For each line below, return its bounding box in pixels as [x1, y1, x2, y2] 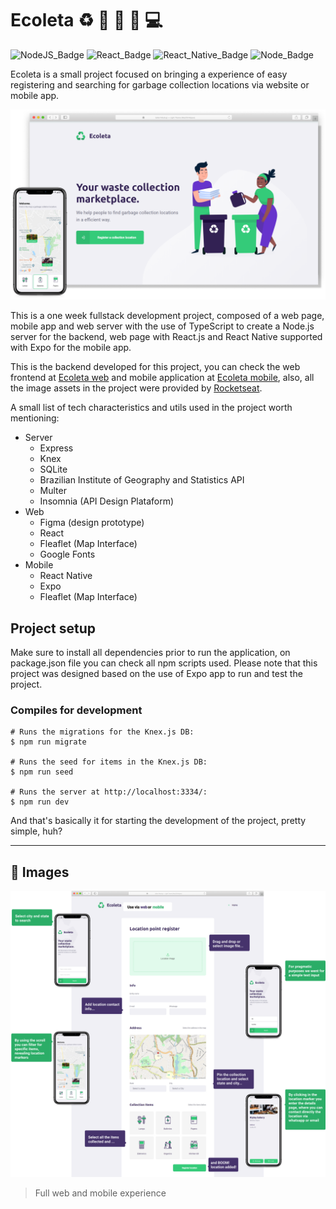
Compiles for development [10, 703, 143, 717]
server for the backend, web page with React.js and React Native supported [10, 331, 323, 343]
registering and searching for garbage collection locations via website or [10, 78, 310, 91]
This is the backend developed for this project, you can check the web [10, 361, 301, 373]
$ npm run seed [10, 767, 74, 777]
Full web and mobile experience [34, 1187, 167, 1199]
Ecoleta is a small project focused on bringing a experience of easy [10, 68, 288, 80]
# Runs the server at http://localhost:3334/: [10, 787, 208, 797]
